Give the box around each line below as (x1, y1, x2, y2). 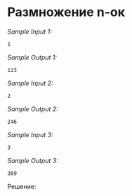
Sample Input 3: (7, 130, 53, 139)
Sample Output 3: (7, 156, 58, 164)
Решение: (7, 182, 37, 190)
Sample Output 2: (7, 104, 58, 113)
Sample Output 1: (7, 53, 58, 62)
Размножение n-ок (7, 4, 125, 20)
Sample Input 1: (7, 27, 52, 36)
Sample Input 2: (7, 78, 53, 87)
